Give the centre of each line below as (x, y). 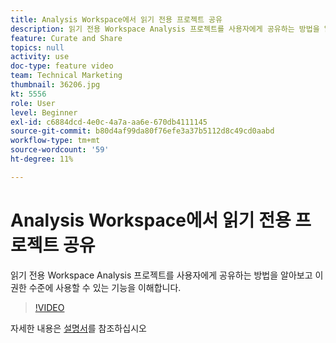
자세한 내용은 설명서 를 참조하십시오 (78, 328)
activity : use (40, 57)
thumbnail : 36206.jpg (55, 85)
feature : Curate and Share (66, 38)
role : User (33, 103)
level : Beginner (44, 112)
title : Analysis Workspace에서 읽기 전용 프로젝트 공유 (116, 19)
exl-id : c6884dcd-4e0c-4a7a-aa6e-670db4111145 (109, 122)
